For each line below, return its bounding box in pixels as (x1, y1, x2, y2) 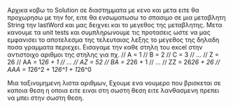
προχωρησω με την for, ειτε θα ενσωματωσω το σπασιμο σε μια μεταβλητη (7, 13, 226, 22)
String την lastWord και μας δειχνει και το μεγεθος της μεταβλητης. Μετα (7, 21, 223, 29)
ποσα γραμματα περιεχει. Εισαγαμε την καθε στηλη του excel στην (7, 43, 203, 51)
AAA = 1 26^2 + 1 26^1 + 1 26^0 (7, 66, 92, 73)
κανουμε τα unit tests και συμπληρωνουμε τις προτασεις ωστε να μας (7, 28, 211, 36)
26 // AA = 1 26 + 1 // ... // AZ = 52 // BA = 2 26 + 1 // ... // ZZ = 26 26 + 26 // (7, 58, 220, 66)
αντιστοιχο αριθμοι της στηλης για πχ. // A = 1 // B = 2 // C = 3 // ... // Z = (7, 50, 219, 59)
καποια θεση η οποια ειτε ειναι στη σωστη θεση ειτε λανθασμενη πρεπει (7, 87, 220, 94)
